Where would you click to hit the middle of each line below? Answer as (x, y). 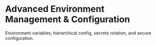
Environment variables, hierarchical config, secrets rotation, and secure (78, 33)
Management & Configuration (68, 19)
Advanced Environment (55, 9)
